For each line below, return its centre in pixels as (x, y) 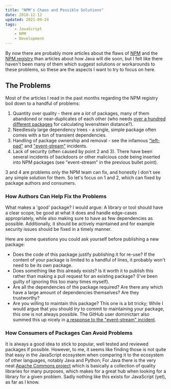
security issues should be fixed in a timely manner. (59, 229)
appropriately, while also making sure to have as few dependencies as (79, 218)
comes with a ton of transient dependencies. (60, 135)
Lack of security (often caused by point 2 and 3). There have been (82, 151)
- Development (29, 39)
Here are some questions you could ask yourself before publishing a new (82, 239)
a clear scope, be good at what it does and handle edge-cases (71, 212)
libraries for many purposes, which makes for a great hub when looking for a (86, 371)
